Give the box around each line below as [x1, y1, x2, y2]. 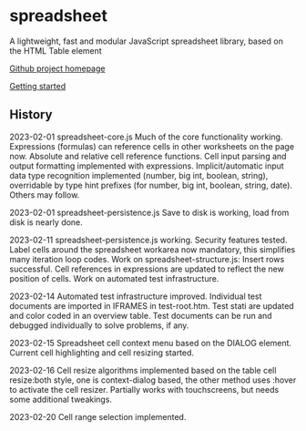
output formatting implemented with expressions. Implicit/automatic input [9, 160, 284, 171]
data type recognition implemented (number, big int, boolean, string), [9, 169, 269, 180]
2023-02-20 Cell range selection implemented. [9, 411, 187, 422]
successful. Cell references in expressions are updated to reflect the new [9, 263, 284, 274]
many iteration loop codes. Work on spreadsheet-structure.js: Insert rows [9, 253, 285, 264]
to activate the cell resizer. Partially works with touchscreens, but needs [9, 384, 280, 395]
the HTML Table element [9, 45, 102, 56]
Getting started [9, 80, 66, 91]
